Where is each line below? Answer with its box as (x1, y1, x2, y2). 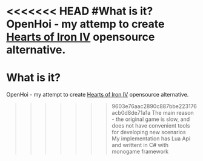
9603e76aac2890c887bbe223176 (111, 103, 197, 110)
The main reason (151, 109, 194, 117)
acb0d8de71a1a (111, 109, 151, 117)
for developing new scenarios (111, 129, 186, 136)
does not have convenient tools (111, 122, 190, 129)
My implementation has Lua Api (111, 135, 191, 142)
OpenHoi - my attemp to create (6, 17, 165, 31)
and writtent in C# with (111, 142, 168, 149)
